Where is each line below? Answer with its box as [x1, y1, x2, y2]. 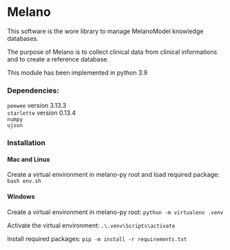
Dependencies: [7, 86, 60, 95]
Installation [7, 138, 46, 148]
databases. [7, 34, 39, 42]
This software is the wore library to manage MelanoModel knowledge [7, 27, 204, 35]
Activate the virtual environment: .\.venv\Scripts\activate [7, 221, 176, 229]
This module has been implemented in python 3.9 [7, 68, 148, 77]
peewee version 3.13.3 [7, 102, 67, 110]
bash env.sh [7, 177, 41, 185]
